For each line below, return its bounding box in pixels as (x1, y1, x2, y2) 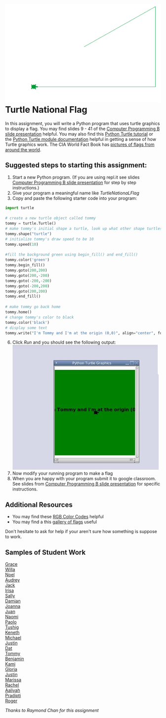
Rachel (5, 682, 19, 688)
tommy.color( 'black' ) (5, 320, 50, 325)
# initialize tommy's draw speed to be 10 (5, 236, 94, 241)
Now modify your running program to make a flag (12, 470, 113, 476)
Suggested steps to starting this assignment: (5, 161, 147, 170)
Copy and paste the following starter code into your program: (12, 195, 137, 201)
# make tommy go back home (5, 305, 61, 310)
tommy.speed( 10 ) (5, 242, 39, 247)
